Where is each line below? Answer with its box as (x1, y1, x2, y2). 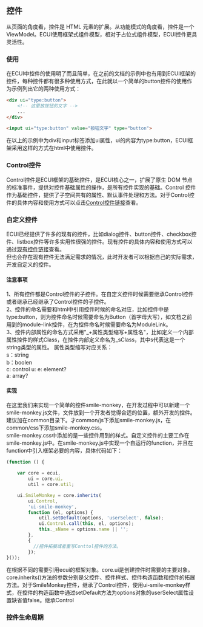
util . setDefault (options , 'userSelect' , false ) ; (38, 515, 164, 521)
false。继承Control (27, 597, 75, 604)
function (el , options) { (28, 509, 94, 515)
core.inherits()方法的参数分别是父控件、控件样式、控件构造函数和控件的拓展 (6, 574, 196, 581)
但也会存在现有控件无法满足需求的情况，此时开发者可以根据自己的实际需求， (6, 253, 198, 261)
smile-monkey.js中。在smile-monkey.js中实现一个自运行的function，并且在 (6, 439, 193, 447)
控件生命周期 (6, 613, 44, 622)
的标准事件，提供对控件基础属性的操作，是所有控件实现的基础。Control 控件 (6, 183, 196, 191)
